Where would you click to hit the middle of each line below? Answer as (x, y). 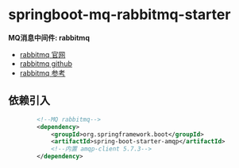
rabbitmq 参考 (42, 72)
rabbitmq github (46, 63)
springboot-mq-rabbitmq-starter (119, 15)
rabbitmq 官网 (42, 54)
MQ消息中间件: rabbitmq (49, 37)
